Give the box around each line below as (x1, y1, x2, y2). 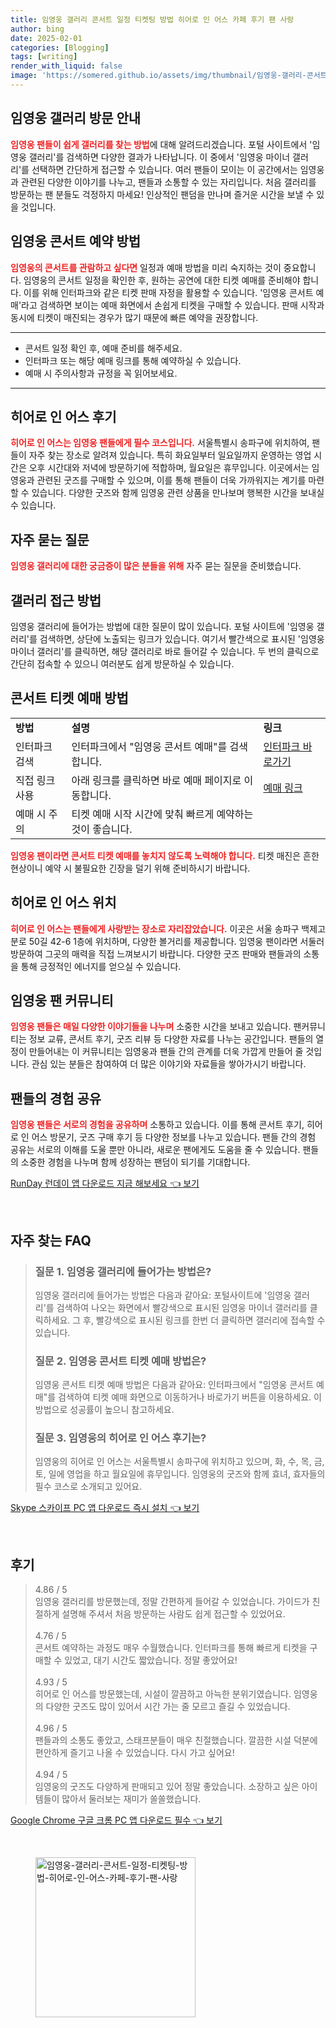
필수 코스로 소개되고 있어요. (34, 1481, 143, 1493)
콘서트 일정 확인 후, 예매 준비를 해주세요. (24, 342, 183, 354)
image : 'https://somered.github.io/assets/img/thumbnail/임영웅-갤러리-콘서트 (10, 71, 328, 81)
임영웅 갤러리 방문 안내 (10, 110, 142, 127)
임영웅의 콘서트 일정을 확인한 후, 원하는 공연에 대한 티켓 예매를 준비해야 (23, 274, 301, 286)
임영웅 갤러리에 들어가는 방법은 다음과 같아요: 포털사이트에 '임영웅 (34, 1289, 292, 1301)
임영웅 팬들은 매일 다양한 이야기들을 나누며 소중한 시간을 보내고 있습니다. (10, 1021, 292, 1033)
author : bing (10, 24, 65, 34)
